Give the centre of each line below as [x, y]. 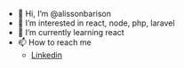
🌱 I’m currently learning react [71, 32]
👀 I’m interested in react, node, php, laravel [96, 23]
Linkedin [46, 55]
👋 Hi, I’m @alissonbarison [64, 14]
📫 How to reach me [54, 42]
